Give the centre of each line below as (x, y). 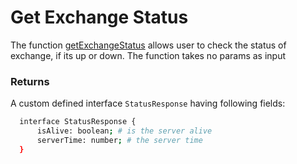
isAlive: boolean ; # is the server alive (124, 131)
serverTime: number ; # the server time (119, 140)
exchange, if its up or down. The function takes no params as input (148, 55)
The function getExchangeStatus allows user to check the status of (148, 45)
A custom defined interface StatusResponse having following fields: (148, 103)
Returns (30, 81)
